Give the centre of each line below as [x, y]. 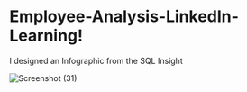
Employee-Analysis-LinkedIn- [124, 17]
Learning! [46, 36]
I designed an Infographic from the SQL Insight [96, 60]
